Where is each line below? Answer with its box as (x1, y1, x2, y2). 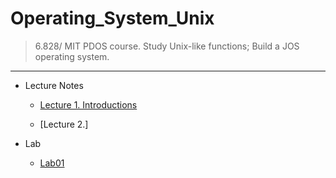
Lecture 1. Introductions (39, 98, 138, 111)
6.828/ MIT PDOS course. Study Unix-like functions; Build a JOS (34, 40, 300, 52)
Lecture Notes (24, 79, 84, 91)
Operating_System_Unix (10, 7, 215, 30)
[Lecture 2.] (39, 118, 89, 130)
